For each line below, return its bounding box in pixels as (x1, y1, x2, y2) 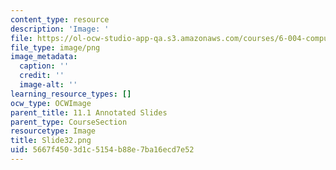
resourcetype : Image (10, 126, 97, 136)
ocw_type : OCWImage (10, 98, 92, 108)
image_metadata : (10, 52, 78, 62)
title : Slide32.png (10, 136, 92, 146)
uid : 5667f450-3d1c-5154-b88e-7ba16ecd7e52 (10, 145, 195, 155)
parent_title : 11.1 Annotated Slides (10, 107, 168, 118)
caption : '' (19, 61, 70, 71)
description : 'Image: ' (10, 24, 110, 34)
